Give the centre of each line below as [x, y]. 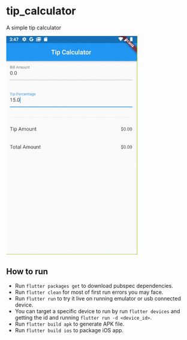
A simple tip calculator [34, 28]
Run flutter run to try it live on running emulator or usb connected [98, 299]
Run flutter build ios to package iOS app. [69, 330]
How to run [27, 271]
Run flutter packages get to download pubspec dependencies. [94, 286]
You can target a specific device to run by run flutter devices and [97, 311]
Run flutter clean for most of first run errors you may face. [89, 292]
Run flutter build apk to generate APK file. [70, 324]
